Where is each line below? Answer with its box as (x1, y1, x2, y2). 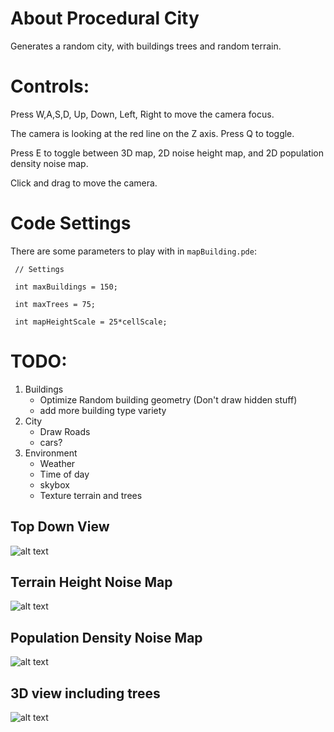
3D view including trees (10, 685, 161, 702)
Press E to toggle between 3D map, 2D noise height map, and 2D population (10, 147, 325, 159)
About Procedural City (10, 7, 200, 30)
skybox (39, 478, 70, 491)
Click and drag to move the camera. (10, 177, 158, 189)
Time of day (39, 468, 90, 480)
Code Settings (10, 212, 132, 235)
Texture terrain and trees (39, 489, 143, 501)
